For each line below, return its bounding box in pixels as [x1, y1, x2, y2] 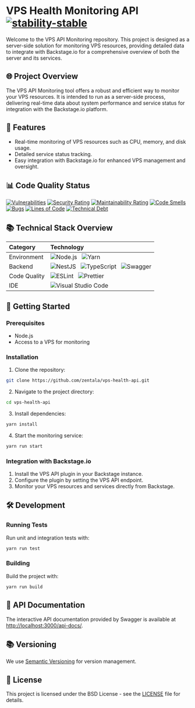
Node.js [14, 332, 34, 339]
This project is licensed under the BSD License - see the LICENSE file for [6, 690, 180, 697]
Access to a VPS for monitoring [14, 338, 90, 346]
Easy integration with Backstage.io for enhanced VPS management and [14, 157, 186, 164]
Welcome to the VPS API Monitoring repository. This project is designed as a [6, 36, 190, 43]
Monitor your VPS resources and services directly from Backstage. [14, 482, 175, 489]
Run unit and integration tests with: [6, 534, 90, 541]
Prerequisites [6, 319, 45, 327]
